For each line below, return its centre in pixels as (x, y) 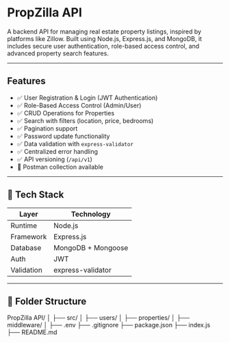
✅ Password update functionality (63, 136)
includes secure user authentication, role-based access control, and (103, 46)
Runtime (24, 225)
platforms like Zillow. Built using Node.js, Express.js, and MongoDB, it (104, 38)
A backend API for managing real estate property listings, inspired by (104, 31)
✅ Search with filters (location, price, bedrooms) (85, 120)
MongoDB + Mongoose (91, 247)
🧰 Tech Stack (36, 195)
